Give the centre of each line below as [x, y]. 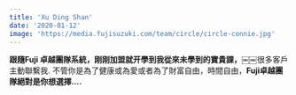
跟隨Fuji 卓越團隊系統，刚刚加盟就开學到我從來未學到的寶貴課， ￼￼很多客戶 [149, 60]
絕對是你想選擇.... [49, 82]
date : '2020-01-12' [45, 26]
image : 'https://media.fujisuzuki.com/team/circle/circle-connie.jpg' [142, 33]
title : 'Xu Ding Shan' [51, 17]
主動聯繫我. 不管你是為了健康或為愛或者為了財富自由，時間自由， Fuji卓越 [143, 70]
